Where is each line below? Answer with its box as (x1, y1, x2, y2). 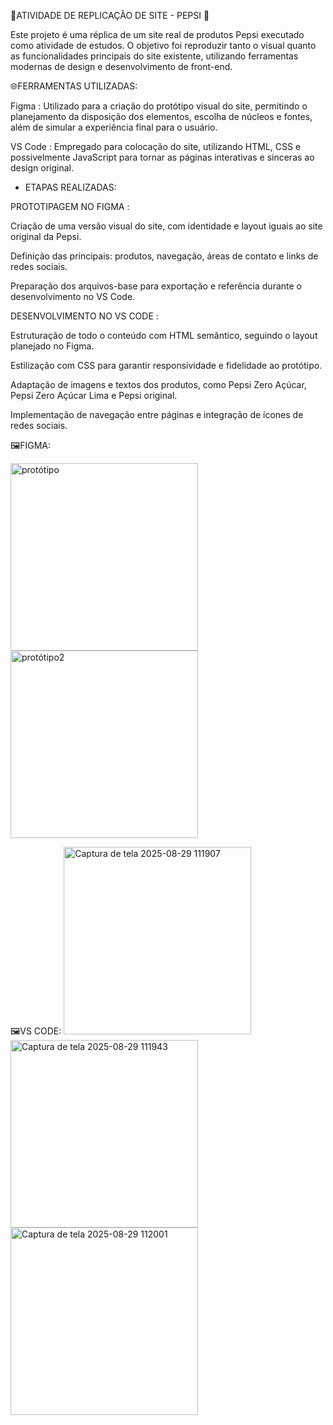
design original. (10, 162, 75, 174)
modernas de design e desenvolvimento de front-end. (10, 61, 233, 72)
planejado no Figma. (10, 340, 95, 352)
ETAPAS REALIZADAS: (24, 181, 117, 193)
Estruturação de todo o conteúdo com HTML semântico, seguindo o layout (10, 330, 318, 341)
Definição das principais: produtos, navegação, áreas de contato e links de (10, 250, 319, 262)
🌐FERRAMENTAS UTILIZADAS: (10, 80, 138, 92)
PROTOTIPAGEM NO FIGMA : (10, 201, 130, 212)
